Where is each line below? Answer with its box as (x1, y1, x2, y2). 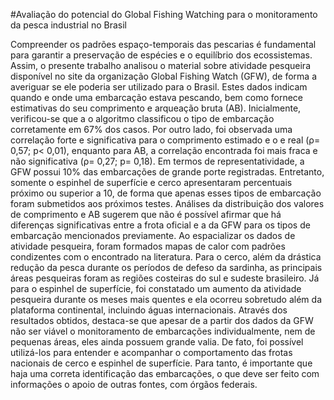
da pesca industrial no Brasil (10, 19, 127, 31)
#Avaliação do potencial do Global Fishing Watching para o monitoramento (10, 9, 318, 20)
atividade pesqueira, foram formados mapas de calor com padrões (10, 240, 286, 252)
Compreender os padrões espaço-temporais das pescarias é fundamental (10, 39, 317, 50)
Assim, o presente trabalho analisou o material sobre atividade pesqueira (10, 60, 311, 71)
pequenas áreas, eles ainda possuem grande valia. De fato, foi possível (10, 336, 304, 348)
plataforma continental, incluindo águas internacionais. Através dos (10, 304, 288, 316)
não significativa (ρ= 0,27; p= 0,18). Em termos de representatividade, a (10, 155, 305, 167)
